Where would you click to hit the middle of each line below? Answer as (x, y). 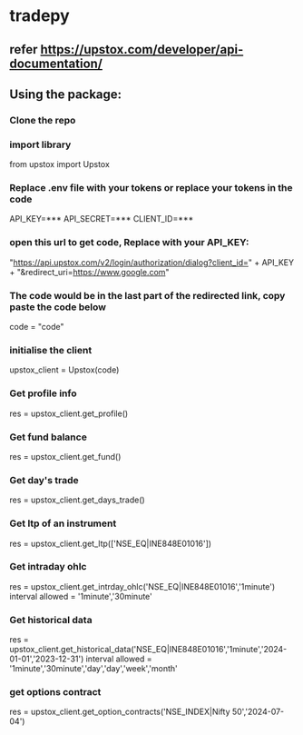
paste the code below (58, 307)
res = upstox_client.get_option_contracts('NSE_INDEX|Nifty (120, 712)
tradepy (39, 16)
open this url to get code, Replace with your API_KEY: (129, 243)
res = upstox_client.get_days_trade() (77, 500)
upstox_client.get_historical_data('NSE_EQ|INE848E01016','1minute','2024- (148, 650)
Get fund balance (49, 437)
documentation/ (56, 63)
